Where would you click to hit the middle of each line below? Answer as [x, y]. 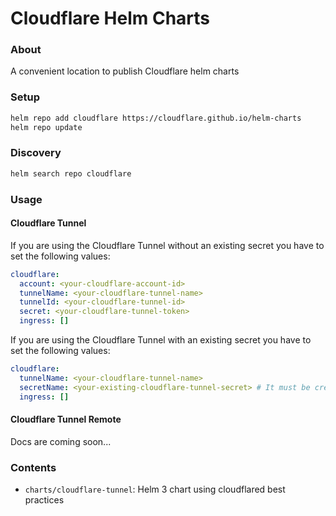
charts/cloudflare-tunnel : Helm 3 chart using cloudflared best [155, 489]
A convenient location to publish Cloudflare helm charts [125, 71]
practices [44, 500]
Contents [33, 467]
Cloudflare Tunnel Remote [66, 419]
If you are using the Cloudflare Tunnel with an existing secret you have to [161, 340]
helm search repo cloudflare [71, 173]
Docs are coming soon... [61, 441]
